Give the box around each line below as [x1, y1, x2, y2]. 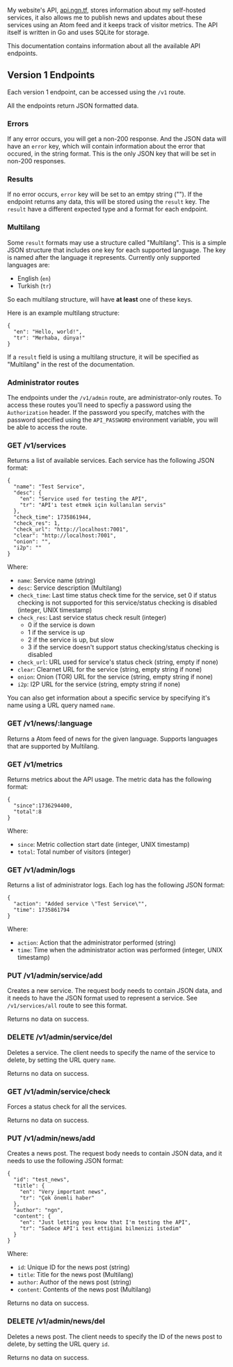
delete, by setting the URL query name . [7, 1056, 116, 1064]
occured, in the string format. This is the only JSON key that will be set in [7, 149, 216, 158]
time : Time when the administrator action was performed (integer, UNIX [17, 946, 223, 954]
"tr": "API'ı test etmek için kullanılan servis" [19, 502, 167, 509]
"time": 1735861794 [13, 907, 70, 914]
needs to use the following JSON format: [7, 1157, 124, 1165]
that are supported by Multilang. [7, 741, 99, 750]
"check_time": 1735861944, [13, 514, 92, 521]
